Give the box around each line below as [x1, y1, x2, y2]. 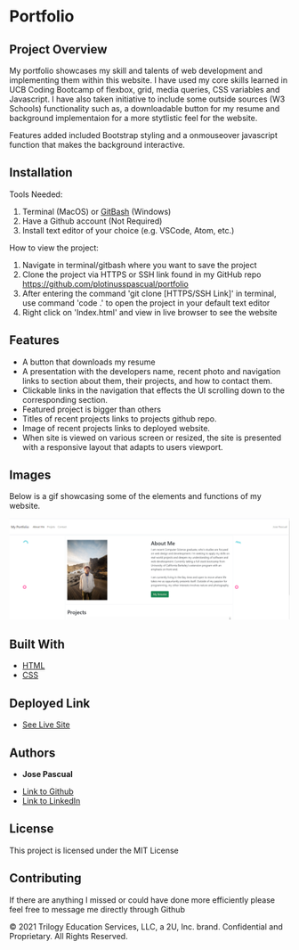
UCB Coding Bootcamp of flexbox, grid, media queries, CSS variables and [9, 85, 280, 94]
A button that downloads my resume [21, 356, 156, 367]
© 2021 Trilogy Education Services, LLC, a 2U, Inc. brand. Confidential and [9, 921, 283, 932]
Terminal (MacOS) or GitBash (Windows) [21, 206, 172, 217]
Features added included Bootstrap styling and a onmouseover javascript [9, 130, 278, 140]
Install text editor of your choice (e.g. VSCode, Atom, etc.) [21, 225, 235, 235]
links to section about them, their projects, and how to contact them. [21, 375, 273, 386]
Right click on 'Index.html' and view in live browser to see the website [21, 307, 278, 317]
